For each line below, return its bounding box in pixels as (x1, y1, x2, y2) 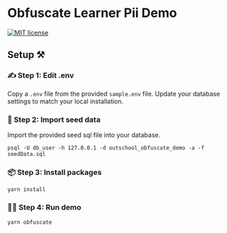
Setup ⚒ (7, 49, 45, 61)
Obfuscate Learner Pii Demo (7, 5, 177, 21)
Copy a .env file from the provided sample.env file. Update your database (7, 89, 221, 98)
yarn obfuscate (7, 218, 52, 226)
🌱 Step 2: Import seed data (7, 115, 101, 125)
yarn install (7, 186, 46, 193)
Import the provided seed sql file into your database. (7, 130, 161, 139)
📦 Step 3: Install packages (7, 167, 102, 177)
